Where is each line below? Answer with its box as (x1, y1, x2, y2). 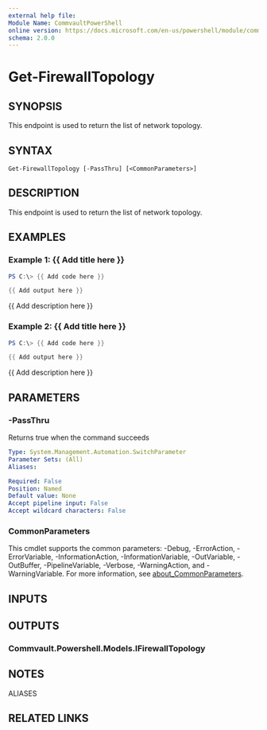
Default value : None (8, 492, 77, 500)
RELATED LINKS (8, 712, 89, 725)
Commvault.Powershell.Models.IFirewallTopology (8, 643, 206, 654)
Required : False (8, 477, 62, 485)
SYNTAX (8, 144, 53, 157)
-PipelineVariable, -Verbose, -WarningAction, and (43, 561, 205, 570)
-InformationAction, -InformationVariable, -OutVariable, (55, 552, 236, 561)
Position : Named (8, 484, 62, 493)
